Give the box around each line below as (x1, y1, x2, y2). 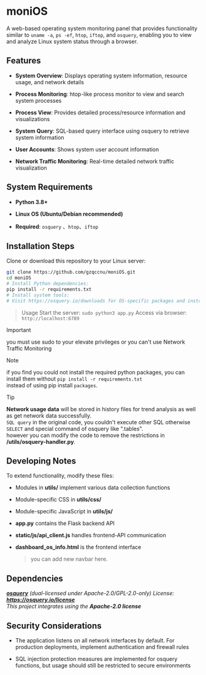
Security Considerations (6, 620, 102, 631)
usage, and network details (15, 78, 85, 85)
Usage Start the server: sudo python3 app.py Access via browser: (21, 309, 187, 316)
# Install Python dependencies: (6, 281, 89, 287)
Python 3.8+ (15, 198, 48, 205)
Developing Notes (6, 456, 77, 467)
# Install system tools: (6, 292, 70, 298)
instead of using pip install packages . (6, 381, 98, 389)
